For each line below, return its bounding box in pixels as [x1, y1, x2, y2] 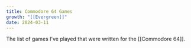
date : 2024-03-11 [6, 19, 49, 25]
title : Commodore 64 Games [6, 8, 73, 15]
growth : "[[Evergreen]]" [6, 14, 67, 20]
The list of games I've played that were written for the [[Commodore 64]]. [6, 36, 185, 43]
